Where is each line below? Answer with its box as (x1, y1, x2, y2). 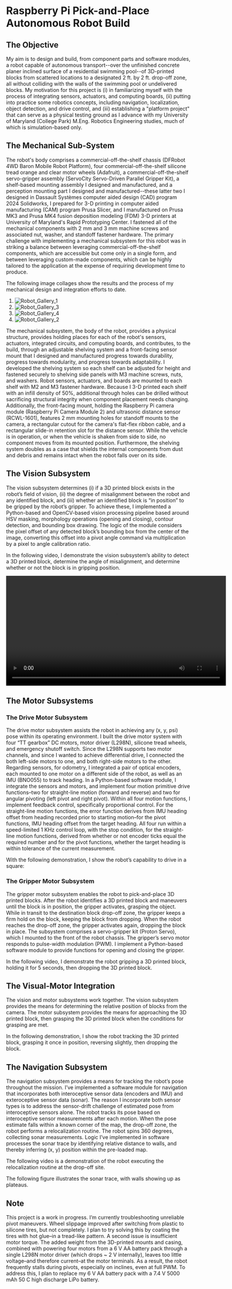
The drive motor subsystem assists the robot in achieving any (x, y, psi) (6, 727, 179, 734)
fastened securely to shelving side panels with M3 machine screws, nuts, (6, 371, 183, 378)
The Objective (6, 40, 59, 50)
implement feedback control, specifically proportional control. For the (6, 801, 174, 809)
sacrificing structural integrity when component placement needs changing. (6, 395, 189, 402)
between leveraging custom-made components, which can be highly (6, 256, 172, 263)
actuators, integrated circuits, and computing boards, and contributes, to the (6, 340, 191, 347)
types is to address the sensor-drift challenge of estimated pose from (6, 1103, 174, 1110)
